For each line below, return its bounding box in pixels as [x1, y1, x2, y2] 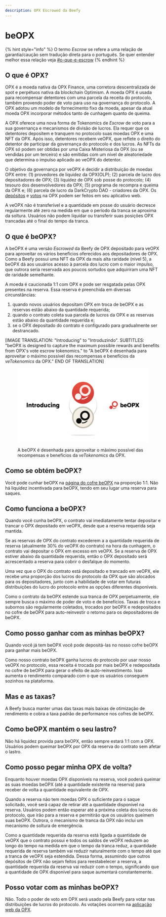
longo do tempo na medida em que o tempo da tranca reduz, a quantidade [5, 842, 157, 848]
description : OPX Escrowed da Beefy [5, 8, 81, 13]
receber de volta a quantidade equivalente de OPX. [5, 786, 110, 792]
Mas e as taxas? [5, 692, 56, 701]
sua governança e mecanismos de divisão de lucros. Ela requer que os [5, 125, 149, 131]
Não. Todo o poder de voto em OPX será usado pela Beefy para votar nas [5, 896, 155, 902]
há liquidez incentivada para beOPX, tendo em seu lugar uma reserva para [5, 485, 157, 491]
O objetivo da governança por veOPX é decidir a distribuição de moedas [5, 166, 153, 173]
